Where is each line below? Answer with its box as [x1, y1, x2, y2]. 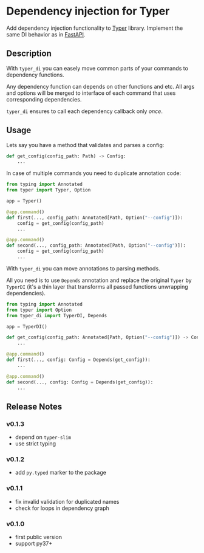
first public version [15, 534, 63, 541]
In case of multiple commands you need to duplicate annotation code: [6, 170, 181, 177]
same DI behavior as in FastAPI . [6, 30, 86, 38]
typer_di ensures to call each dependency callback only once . [6, 108, 163, 115]
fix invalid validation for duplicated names [15, 498, 120, 505]
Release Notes [6, 401, 63, 411]
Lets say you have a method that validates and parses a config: [6, 141, 165, 148]
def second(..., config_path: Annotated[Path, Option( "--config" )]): [6, 242, 186, 249]
